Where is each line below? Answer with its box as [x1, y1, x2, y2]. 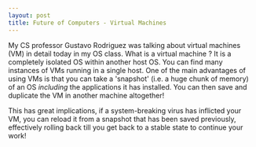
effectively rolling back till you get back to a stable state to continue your [8, 123, 243, 132]
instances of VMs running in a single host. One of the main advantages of [8, 65, 246, 75]
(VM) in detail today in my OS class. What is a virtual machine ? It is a [8, 49, 232, 58]
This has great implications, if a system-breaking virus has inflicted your [8, 105, 242, 115]
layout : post [8, 11, 51, 20]
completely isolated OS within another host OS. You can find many [8, 57, 223, 67]
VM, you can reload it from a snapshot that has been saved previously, [8, 114, 237, 123]
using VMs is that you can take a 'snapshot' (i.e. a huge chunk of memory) [8, 74, 249, 83]
